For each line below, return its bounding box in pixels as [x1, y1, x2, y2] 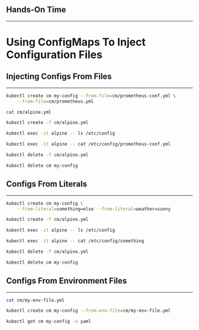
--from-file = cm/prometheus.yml [17, 98, 94, 104]
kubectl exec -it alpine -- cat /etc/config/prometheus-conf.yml [6, 141, 171, 147]
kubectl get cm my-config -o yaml [6, 319, 92, 325]
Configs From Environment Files [6, 276, 127, 286]
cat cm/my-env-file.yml [6, 297, 65, 303]
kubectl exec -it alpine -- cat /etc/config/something [6, 238, 145, 244]
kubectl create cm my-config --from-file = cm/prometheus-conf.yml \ [6, 93, 176, 99]
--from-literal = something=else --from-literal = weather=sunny [17, 206, 171, 212]
